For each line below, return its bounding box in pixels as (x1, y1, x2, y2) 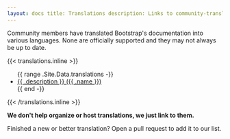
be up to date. (7, 43, 47, 51)
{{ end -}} (16, 84, 44, 92)
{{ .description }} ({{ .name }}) (16, 77, 102, 86)
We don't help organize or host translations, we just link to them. (7, 111, 194, 119)
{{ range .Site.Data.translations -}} (16, 70, 114, 78)
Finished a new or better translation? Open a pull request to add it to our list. (7, 124, 222, 132)
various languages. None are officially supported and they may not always (7, 36, 217, 45)
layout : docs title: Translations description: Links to (7, 10, 173, 17)
